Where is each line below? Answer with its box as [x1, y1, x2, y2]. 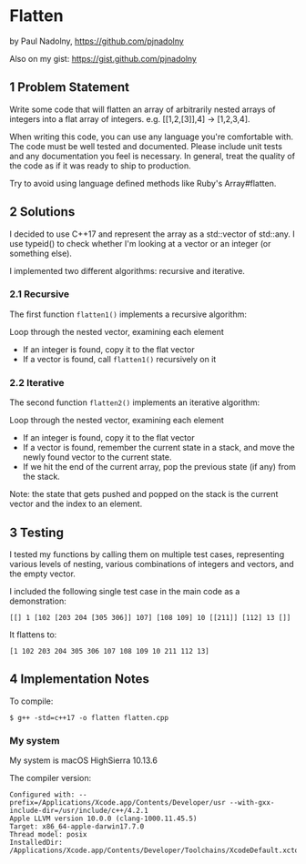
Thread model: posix [9, 830, 88, 839]
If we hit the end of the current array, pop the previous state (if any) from [22, 462, 296, 473]
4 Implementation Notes [9, 671, 150, 687]
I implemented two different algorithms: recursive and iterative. [9, 265, 246, 276]
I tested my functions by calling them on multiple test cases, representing [9, 548, 285, 560]
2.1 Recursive [9, 288, 70, 300]
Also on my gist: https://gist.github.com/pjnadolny [9, 53, 198, 64]
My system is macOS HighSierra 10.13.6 [9, 755, 158, 766]
